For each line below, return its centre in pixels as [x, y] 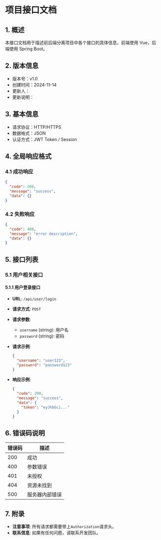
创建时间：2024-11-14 [34, 85]
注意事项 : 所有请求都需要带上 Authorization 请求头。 [64, 527]
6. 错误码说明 [25, 433]
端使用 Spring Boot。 [26, 49]
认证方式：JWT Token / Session [44, 139]
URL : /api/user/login [34, 298]
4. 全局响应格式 [28, 157]
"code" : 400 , [23, 229]
